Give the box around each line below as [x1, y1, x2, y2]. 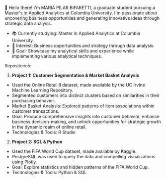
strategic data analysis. [4, 20, 53, 26]
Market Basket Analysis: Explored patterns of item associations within [11, 103, 155, 109]
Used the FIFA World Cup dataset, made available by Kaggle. [11, 148, 137, 154]
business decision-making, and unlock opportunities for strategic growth [11, 119, 161, 125]
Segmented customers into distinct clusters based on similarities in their [11, 92, 160, 98]
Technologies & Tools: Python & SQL [11, 170, 87, 175]
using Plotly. [11, 159, 37, 165]
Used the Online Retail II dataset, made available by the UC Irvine [11, 82, 145, 88]
